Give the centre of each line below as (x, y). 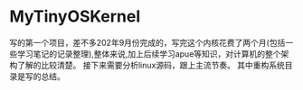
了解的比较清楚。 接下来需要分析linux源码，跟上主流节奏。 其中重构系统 (151, 65)
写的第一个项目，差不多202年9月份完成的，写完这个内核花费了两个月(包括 (147, 42)
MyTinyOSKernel (75, 17)
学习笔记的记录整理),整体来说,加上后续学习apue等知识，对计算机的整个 (149, 54)
